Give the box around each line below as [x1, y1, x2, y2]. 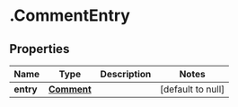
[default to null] [160, 83, 225, 95]
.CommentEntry [9, 5, 130, 26]
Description [100, 68, 152, 80]
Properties [9, 41, 70, 57]
